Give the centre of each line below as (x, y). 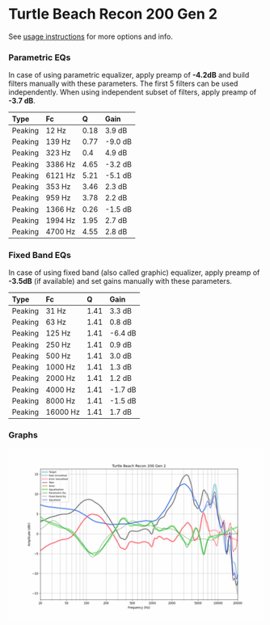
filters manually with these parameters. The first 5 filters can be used (123, 84)
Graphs (23, 435)
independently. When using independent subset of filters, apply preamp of (133, 92)
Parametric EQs (40, 57)
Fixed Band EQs (40, 255)
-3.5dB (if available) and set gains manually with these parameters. (120, 281)
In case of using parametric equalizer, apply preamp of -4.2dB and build (129, 75)
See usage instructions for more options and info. (91, 36)
